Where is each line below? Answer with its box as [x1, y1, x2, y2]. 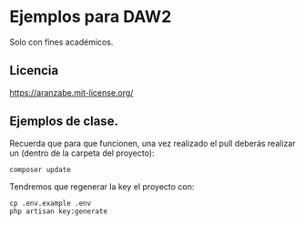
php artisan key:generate [9, 207, 107, 216]
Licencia [9, 63, 59, 78]
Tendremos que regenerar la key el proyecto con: [9, 180, 195, 192]
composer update [9, 165, 71, 174]
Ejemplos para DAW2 [9, 6, 172, 27]
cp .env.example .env [9, 199, 92, 208]
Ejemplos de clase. [9, 114, 118, 129]
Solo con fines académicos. [9, 36, 114, 47]
